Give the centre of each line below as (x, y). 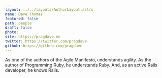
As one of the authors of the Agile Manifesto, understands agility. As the (78, 59)
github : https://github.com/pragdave (44, 46)
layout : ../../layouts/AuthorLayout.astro (49, 10)
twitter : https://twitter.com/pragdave (46, 41)
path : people (18, 23)
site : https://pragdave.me (33, 37)
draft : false (18, 28)
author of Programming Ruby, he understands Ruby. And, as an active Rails (81, 65)
